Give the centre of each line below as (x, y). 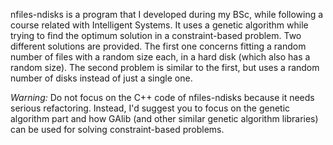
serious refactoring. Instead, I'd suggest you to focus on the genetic (150, 108)
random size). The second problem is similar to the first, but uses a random (165, 67)
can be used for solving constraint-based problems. (117, 129)
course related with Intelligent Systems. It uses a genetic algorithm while (159, 25)
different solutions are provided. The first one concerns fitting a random (158, 46)
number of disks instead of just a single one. (101, 78)
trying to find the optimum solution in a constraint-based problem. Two (156, 35)
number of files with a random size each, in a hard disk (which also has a (160, 57)
